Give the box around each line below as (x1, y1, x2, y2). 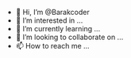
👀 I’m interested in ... (15, 16, 83, 25)
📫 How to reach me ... (15, 42, 90, 50)
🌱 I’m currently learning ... (15, 24, 101, 33)
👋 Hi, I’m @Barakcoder (15, 8, 90, 16)
